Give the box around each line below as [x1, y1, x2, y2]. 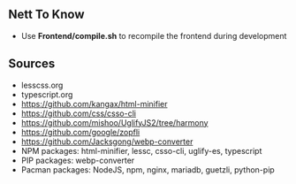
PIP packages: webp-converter [20, 155, 135, 165]
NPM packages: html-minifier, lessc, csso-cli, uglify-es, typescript [20, 145, 262, 156]
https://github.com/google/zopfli [20, 126, 140, 137]
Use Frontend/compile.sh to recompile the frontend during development [20, 30, 287, 41]
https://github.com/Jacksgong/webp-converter [20, 136, 194, 147]
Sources [8, 57, 56, 72]
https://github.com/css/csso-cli [20, 108, 136, 119]
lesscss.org [20, 80, 64, 90]
